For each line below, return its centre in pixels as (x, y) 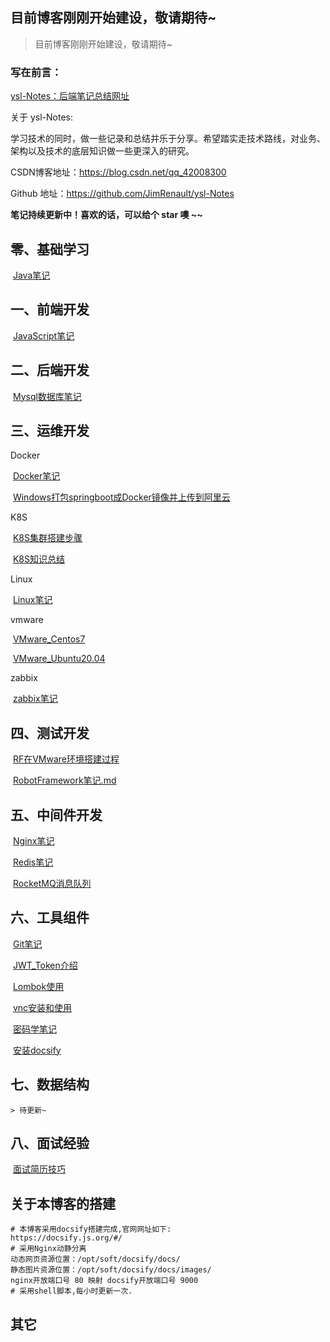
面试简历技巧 (39, 1169)
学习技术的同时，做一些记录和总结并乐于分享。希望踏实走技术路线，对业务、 (168, 139)
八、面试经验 (50, 1143)
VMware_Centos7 (49, 639)
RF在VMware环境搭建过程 (66, 759)
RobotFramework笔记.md (64, 780)
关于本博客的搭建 (63, 1203)
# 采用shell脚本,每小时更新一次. (71, 1291)
